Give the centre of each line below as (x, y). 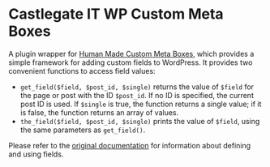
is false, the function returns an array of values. (99, 112)
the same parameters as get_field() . (83, 130)
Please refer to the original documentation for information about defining (130, 145)
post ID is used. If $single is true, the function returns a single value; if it (141, 104)
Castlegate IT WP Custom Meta (116, 14)
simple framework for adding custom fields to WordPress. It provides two (131, 62)
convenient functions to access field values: (82, 71)
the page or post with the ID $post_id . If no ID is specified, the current (137, 95)
